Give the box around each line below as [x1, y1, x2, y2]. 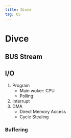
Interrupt [12, 98, 30, 104]
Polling [19, 93, 33, 99]
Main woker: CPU [19, 87, 55, 94]
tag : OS [5, 12, 21, 17]
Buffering [5, 126, 28, 133]
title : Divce [5, 7, 32, 12]
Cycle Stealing [19, 114, 49, 120]
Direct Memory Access [19, 108, 66, 114]
